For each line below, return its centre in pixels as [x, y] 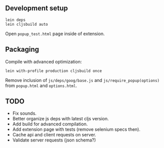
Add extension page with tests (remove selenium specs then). [76, 129]
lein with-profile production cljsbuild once [53, 71]
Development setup [37, 8]
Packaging [22, 50]
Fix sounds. [24, 113]
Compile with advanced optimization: [43, 61]
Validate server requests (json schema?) [54, 140]
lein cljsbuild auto [27, 24]
